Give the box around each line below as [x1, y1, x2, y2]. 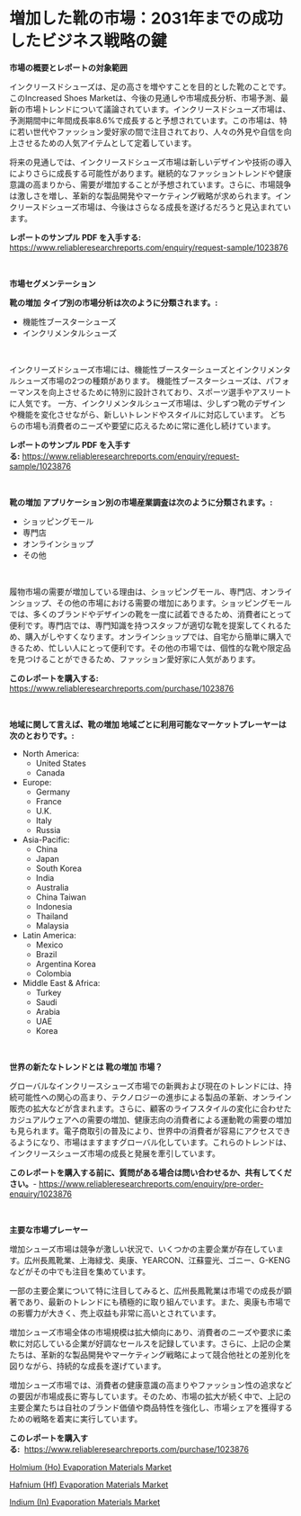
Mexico [35, 939, 64, 950]
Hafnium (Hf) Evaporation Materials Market [9, 1479, 169, 1490]
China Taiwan [35, 892, 87, 902]
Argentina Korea [35, 958, 96, 969]
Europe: [22, 776, 52, 787]
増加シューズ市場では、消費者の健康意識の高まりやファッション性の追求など [9, 1379, 293, 1390]
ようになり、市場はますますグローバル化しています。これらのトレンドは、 [16, 1136, 292, 1147]
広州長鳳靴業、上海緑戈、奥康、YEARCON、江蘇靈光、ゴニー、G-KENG [23, 1254, 291, 1265]
